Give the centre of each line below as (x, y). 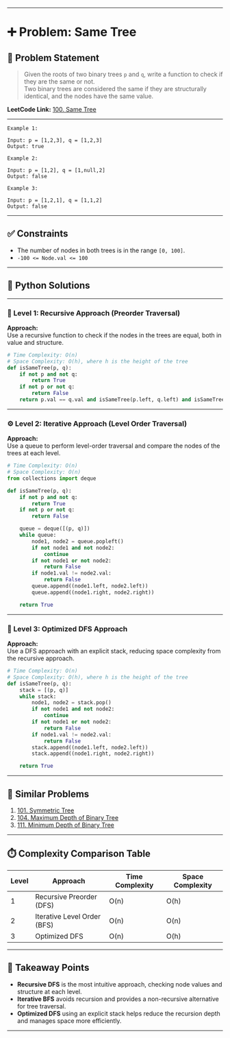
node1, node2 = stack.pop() (72, 703)
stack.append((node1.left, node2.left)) (90, 747)
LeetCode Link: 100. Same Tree (52, 109)
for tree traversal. (41, 1006)
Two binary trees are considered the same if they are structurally (115, 89)
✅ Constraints (38, 234)
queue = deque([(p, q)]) (55, 529)
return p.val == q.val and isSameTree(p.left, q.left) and (105, 400)
